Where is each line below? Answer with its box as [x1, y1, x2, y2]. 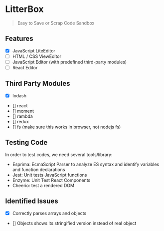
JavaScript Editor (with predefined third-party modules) [12, 59, 127, 65]
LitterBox [5, 3, 44, 15]
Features [5, 34, 33, 43]
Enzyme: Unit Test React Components [12, 177, 91, 183]
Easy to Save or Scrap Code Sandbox [17, 20, 95, 26]
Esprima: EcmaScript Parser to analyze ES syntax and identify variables [12, 161, 160, 167]
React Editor [12, 64, 38, 70]
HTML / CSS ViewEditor [12, 53, 61, 59]
